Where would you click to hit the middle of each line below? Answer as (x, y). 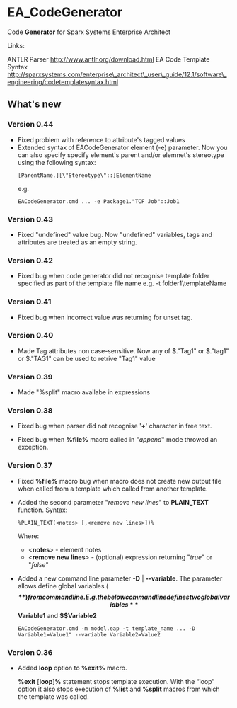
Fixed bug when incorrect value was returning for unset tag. (105, 317)
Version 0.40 (30, 336)
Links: (16, 45)
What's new (34, 104)
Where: (28, 536)
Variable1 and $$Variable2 (57, 615)
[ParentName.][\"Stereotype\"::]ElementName (84, 175)
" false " (38, 564)
